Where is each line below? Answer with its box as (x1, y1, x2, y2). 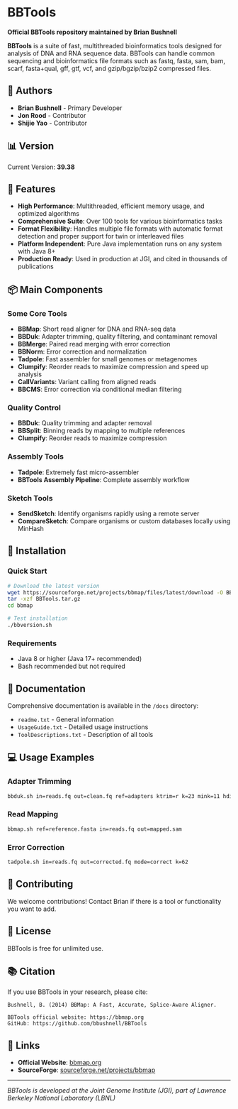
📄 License (7, 925, 52, 937)
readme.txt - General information (17, 715, 115, 723)
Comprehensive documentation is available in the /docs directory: (7, 701, 199, 710)
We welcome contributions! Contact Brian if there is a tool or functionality (7, 897, 222, 905)
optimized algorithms (17, 209, 80, 218)
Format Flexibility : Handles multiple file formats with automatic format (17, 224, 223, 233)
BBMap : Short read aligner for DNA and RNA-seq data (17, 324, 176, 334)
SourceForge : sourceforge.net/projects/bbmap (17, 1066, 156, 1074)
